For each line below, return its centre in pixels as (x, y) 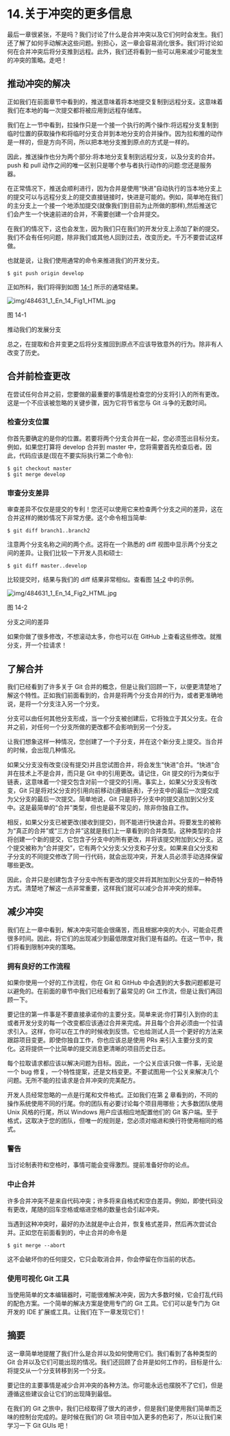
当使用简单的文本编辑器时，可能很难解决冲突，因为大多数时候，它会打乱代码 (115, 1295)
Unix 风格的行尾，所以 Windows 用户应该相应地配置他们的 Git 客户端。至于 (113, 1112)
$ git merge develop (37, 474)
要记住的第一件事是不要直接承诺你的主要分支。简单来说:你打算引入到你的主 (113, 1014)
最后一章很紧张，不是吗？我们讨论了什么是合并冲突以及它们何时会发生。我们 (115, 34)
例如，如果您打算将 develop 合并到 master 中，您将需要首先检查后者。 (106, 447)
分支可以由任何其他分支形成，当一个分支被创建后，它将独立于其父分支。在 (112, 718)
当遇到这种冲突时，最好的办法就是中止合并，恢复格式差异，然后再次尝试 (109, 1224)
